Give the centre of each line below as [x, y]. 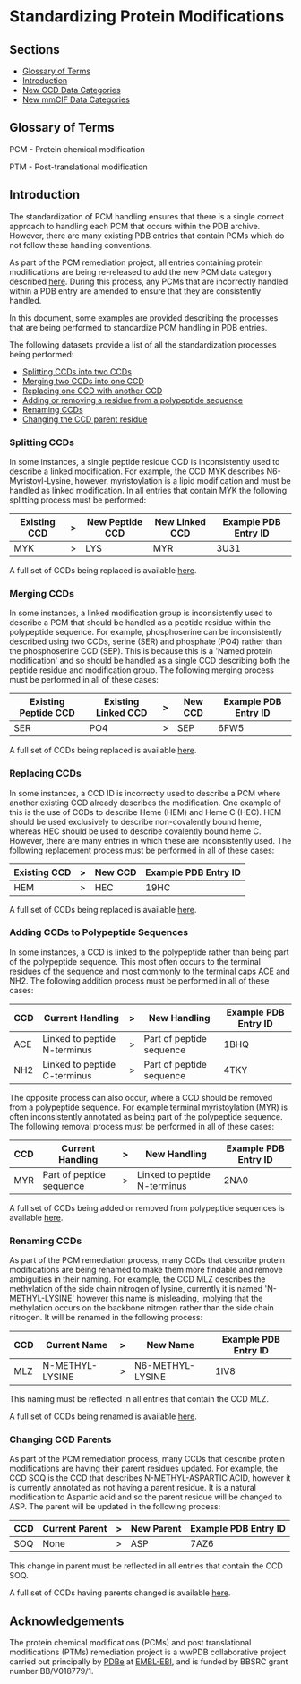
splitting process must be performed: [78, 500]
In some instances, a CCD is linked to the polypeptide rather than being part [149, 952]
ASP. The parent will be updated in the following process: [115, 1507]
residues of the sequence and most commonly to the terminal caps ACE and [150, 971]
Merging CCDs [42, 593]
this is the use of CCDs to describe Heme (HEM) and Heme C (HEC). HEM [146, 812]
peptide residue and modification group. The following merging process [142, 670]
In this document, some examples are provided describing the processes [144, 318]
